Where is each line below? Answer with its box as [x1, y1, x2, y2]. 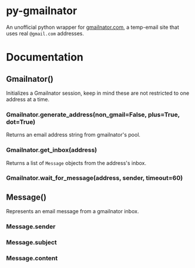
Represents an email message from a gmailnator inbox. [6, 208, 139, 215]
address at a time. [6, 95, 50, 102]
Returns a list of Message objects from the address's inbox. [6, 159, 147, 166]
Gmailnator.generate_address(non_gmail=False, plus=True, [6, 110, 180, 118]
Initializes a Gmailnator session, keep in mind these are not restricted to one [6, 90, 190, 97]
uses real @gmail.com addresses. [6, 29, 84, 37]
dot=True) [6, 118, 36, 126]
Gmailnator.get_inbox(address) [6, 146, 97, 154]
